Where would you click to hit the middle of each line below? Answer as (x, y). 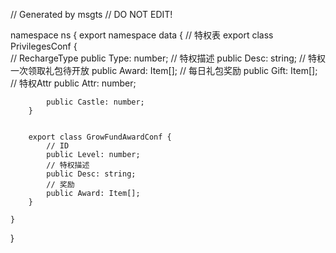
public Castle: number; (95, 102)
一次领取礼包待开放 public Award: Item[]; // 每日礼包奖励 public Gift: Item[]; (164, 70)
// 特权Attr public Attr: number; (73, 83)
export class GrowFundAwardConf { (100, 137)
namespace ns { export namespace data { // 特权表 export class (142, 35)
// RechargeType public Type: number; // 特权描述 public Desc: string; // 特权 (168, 58)
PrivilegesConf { (44, 46)
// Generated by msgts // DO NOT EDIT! (91, 14)
